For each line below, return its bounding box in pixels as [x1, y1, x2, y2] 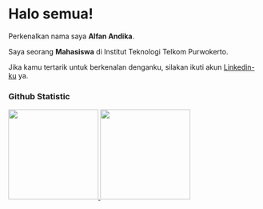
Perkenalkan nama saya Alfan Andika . [8, 31, 134, 41]
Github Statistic [8, 90, 70, 102]
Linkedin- [223, 62, 255, 72]
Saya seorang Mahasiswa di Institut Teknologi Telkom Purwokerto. [8, 46, 229, 56]
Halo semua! [8, 5, 94, 23]
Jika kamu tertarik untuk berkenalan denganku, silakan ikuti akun [8, 62, 222, 72]
